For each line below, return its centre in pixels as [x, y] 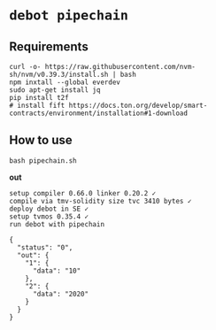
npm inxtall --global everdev [65, 82]
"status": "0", [45, 247]
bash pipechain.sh [43, 161]
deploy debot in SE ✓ [49, 209]
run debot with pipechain [57, 224]
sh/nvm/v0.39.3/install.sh [59, 74]
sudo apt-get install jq [55, 90]
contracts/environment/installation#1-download [99, 113]
